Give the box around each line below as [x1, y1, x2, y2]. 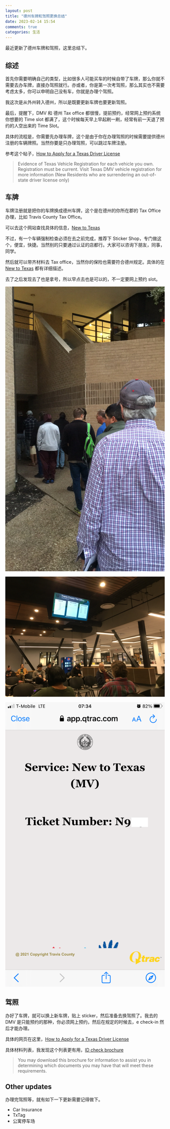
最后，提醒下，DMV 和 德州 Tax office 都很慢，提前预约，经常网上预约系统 [5, 110, 161, 116]
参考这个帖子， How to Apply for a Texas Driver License [5, 150, 120, 157]
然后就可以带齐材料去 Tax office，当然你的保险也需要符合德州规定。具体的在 [5, 259, 165, 265]
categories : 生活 [5, 29, 40, 35]
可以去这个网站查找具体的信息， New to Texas [5, 224, 100, 231]
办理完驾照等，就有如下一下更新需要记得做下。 [5, 1096, 103, 1103]
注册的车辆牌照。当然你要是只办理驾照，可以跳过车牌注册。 [5, 140, 130, 146]
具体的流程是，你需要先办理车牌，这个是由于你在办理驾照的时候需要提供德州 [5, 133, 165, 139]
